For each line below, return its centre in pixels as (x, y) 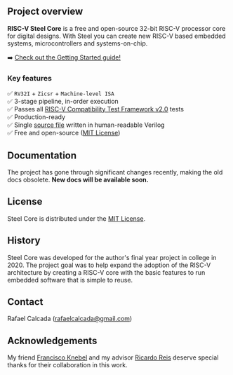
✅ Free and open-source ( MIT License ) (64, 133)
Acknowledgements (52, 340)
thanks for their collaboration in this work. (67, 365)
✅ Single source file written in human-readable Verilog (86, 125)
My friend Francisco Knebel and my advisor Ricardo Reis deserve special (113, 357)
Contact (25, 302)
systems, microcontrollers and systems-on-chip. (78, 43)
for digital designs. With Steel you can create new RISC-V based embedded (116, 36)
